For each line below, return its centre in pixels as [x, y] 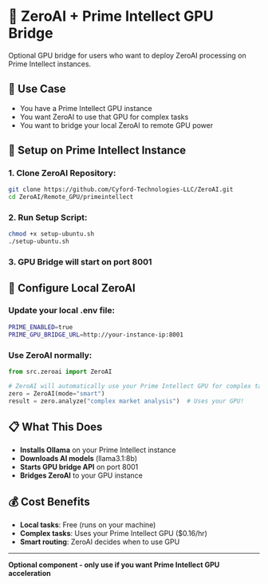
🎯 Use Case [37, 89]
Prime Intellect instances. [50, 64]
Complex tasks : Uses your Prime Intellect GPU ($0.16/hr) [113, 534]
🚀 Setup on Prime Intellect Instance [97, 151]
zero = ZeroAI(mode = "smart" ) [57, 393]
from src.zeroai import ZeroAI [60, 371]
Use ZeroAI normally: [50, 355]
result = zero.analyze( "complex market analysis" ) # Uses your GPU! [126, 401]
